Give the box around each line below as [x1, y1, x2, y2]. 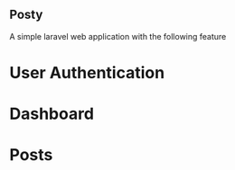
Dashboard [9, 103, 95, 124]
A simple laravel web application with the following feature [9, 31, 227, 41]
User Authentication [9, 63, 165, 83]
